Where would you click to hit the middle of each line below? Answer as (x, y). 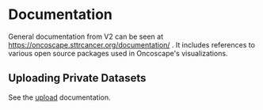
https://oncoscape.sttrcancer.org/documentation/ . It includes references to (132, 44)
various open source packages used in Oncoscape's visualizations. (118, 53)
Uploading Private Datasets (77, 78)
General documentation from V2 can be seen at (86, 36)
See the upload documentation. (59, 97)
